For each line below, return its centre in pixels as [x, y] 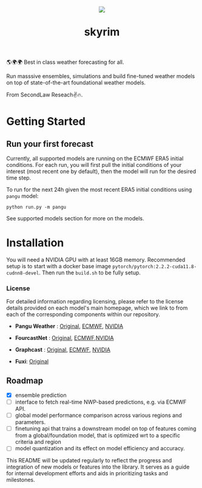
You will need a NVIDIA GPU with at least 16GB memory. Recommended [96, 259]
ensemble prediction [41, 395]
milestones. [21, 480]
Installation [35, 243]
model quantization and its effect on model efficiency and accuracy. [100, 449]
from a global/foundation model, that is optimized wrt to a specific [98, 435]
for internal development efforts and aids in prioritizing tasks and [87, 473]
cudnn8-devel [23, 273]
